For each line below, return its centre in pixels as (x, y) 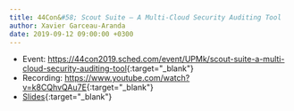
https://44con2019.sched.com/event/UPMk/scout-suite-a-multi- (166, 59)
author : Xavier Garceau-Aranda (67, 26)
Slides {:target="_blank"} (67, 97)
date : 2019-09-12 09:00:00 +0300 (71, 34)
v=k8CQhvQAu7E (55, 87)
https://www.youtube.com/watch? (127, 78)
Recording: (42, 78)
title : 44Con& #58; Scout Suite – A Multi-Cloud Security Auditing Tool (145, 17)
